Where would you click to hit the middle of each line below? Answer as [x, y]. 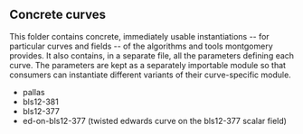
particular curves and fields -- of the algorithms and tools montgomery [141, 46]
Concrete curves [58, 15]
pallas [33, 92]
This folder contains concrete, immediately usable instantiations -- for [139, 36]
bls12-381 [40, 102]
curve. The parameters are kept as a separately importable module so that [148, 65]
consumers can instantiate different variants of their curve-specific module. [150, 75]
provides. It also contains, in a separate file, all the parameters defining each [152, 55]
